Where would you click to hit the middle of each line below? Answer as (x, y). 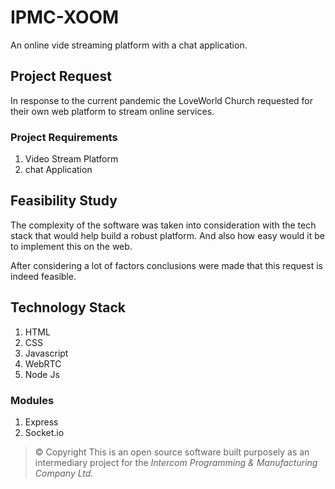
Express (41, 422)
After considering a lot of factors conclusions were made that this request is (166, 265)
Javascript (46, 353)
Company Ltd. (64, 473)
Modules (32, 400)
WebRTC (43, 363)
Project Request (61, 76)
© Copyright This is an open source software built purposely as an (172, 452)
